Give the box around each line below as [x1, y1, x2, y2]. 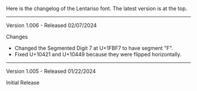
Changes [6, 33, 28, 40]
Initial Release [6, 79, 40, 86]
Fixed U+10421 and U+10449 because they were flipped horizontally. [14, 51, 182, 58]
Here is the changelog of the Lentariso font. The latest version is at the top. [6, 5, 188, 12]
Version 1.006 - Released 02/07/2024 [6, 22, 97, 29]
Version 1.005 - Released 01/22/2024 [6, 68, 96, 75]
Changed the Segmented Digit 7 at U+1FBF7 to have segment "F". [14, 45, 174, 52]
